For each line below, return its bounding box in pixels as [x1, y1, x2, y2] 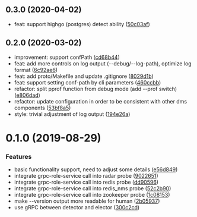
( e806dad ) [14, 92, 41, 99]
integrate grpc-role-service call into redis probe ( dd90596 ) [14, 178, 158, 186]
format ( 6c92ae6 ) [14, 66, 58, 73]
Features [5, 152, 32, 161]
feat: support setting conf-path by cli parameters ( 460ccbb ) [14, 78, 161, 86]
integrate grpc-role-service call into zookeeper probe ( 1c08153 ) [14, 191, 170, 199]
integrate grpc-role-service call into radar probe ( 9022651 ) [14, 172, 158, 180]
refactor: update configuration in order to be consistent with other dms [14, 98, 188, 105]
